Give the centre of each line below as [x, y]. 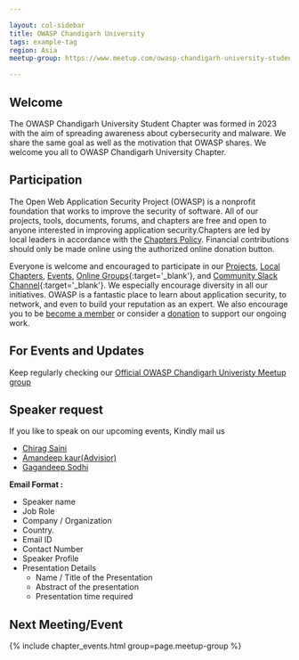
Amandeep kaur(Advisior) [69, 458]
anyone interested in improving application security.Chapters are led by [140, 230]
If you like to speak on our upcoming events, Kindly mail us [117, 431]
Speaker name [48, 502]
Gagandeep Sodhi [55, 468]
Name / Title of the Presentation [94, 578]
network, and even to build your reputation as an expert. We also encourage [149, 304]
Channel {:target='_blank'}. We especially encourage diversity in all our [139, 285]
